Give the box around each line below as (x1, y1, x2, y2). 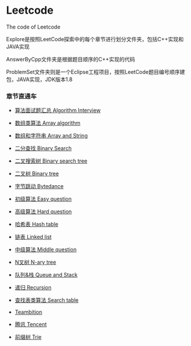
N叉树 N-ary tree (14, 258, 56, 266)
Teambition (14, 308, 43, 316)
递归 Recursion (14, 284, 52, 291)
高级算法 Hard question (14, 208, 72, 215)
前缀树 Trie (14, 333, 42, 341)
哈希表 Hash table (14, 221, 59, 228)
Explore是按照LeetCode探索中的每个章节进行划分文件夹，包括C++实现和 (6, 35, 184, 42)
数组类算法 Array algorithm (14, 120, 81, 127)
